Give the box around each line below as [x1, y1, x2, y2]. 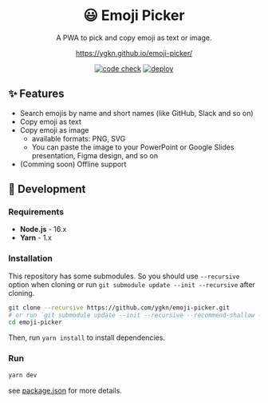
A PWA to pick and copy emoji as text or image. [56, 33, 212, 42]
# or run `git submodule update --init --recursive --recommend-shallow [8, 311, 255, 319]
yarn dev [8, 371, 37, 379]
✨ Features [8, 87, 65, 101]
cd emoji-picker [8, 318, 62, 326]
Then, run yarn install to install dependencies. [8, 333, 166, 342]
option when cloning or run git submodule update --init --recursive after [8, 279, 255, 289]
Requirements [8, 206, 65, 217]
